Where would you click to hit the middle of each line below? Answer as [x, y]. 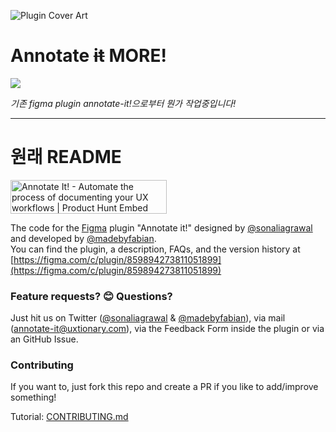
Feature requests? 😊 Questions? [91, 296]
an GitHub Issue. [44, 339]
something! [33, 397]
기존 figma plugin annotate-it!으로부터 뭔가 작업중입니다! [123, 103]
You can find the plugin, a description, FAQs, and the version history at [155, 249]
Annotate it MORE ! [88, 56]
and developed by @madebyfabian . [83, 238]
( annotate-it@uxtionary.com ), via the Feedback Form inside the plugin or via [167, 329]
